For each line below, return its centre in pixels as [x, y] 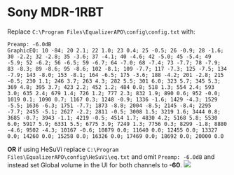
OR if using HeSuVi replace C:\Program [63, 149]
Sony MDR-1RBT [55, 12]
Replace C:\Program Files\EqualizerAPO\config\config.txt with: [102, 31]
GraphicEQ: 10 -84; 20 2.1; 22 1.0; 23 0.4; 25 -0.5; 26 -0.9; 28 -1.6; [116, 50]
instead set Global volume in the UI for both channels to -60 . [95, 164]
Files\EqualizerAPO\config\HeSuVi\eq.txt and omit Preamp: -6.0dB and [111, 156]
